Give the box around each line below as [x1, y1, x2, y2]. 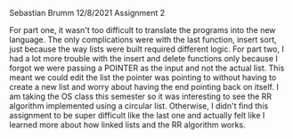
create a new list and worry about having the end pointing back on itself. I [9, 82, 279, 92]
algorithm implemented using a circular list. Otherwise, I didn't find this [9, 101, 269, 110]
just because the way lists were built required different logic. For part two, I [9, 44, 285, 54]
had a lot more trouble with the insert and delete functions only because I [9, 53, 279, 63]
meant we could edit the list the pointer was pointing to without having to [9, 72, 277, 83]
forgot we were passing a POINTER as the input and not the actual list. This [9, 62, 285, 73]
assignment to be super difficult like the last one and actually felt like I [9, 110, 265, 120]
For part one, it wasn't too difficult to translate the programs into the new [9, 25, 276, 35]
